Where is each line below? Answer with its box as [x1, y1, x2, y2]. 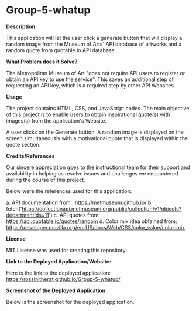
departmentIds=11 [6, 211, 50, 218]
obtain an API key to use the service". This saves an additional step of [6, 76, 174, 83]
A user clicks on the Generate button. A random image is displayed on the [6, 129, 184, 136]
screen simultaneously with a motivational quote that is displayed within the [6, 134, 188, 141]
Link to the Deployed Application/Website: [6, 258, 111, 265]
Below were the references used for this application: [6, 187, 132, 194]
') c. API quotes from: [49, 211, 101, 218]
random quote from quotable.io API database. [6, 46, 116, 53]
